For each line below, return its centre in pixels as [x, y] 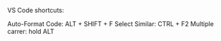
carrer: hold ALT [31, 31]
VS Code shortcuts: [36, 10]
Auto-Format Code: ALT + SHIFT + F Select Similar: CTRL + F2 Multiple [110, 24]
